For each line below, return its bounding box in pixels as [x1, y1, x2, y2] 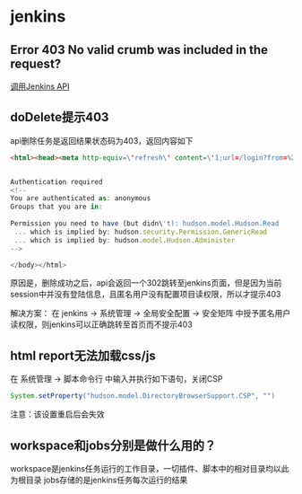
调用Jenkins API [10, 81, 70, 92]
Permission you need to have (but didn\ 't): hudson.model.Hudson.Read [10, 219, 280, 228]
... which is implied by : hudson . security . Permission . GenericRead [13, 227, 268, 236]
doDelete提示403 [10, 110, 109, 125]
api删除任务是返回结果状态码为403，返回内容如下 [10, 135, 194, 146]
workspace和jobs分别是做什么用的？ [10, 437, 217, 453]
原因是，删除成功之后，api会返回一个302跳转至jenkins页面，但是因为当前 [10, 278, 282, 288]
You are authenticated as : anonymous [10, 194, 151, 203]
